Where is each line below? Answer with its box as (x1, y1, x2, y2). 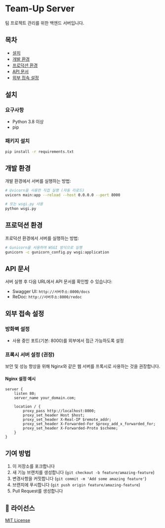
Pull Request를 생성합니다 (12, 488, 63, 494)
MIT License (5, 518, 31, 524)
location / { (14, 404, 41, 409)
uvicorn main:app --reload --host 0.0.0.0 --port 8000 (5, 192, 121, 198)
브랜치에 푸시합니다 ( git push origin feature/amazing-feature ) (12, 482, 141, 488)
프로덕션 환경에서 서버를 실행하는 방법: (5, 235, 79, 241)
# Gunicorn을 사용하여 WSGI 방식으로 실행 (5, 245, 82, 250)
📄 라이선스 (5, 504, 36, 512)
